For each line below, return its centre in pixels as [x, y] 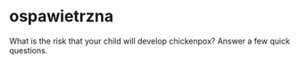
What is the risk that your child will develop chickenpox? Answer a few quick [149, 41]
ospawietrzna [62, 16]
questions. [29, 50]
